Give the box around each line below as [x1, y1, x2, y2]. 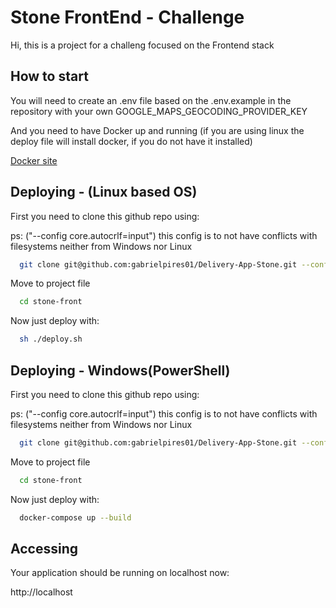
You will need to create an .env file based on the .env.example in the [10, 94, 292, 106]
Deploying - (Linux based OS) [10, 184, 198, 201]
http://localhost [10, 586, 73, 598]
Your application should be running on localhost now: [10, 567, 230, 579]
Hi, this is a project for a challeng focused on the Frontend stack [10, 39, 275, 51]
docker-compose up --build [19, 512, 132, 523]
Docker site [10, 154, 58, 166]
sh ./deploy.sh [19, 334, 83, 345]
